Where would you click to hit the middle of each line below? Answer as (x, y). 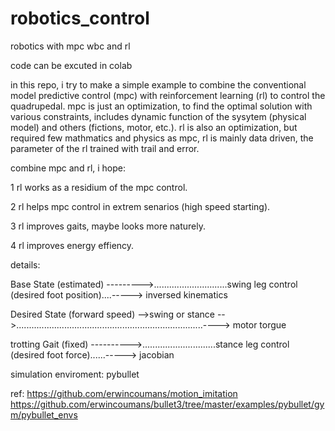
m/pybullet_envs (44, 414)
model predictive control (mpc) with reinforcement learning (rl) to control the (168, 95)
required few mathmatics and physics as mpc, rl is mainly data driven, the (162, 138)
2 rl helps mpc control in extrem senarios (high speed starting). (140, 206)
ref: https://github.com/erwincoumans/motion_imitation (124, 393)
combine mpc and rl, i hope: (68, 168)
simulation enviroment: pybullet (75, 374)
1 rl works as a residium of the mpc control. (99, 187)
